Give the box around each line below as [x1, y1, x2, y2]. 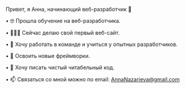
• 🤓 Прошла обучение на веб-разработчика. [5, 17, 121, 24]
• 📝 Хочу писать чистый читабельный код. [5, 64, 115, 71]
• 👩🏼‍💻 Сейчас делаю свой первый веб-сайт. [5, 29, 120, 36]
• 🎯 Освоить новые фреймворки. [5, 53, 90, 59]
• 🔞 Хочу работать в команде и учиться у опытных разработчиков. [5, 41, 178, 48]
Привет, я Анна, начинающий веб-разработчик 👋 [5, 6, 132, 13]
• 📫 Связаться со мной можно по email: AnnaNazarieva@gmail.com [5, 76, 180, 83]
